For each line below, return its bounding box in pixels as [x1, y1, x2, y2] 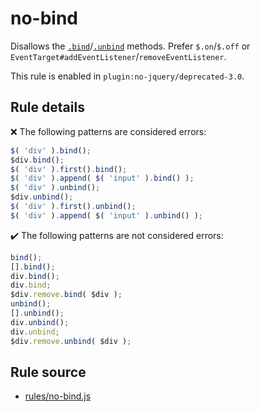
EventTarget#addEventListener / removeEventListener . [10, 50, 227, 62]
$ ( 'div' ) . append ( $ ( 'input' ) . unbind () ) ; [10, 210, 203, 221]
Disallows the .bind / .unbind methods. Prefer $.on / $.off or [10, 40, 251, 52]
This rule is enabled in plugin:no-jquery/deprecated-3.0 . [10, 70, 245, 82]
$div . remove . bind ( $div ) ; [10, 290, 123, 300]
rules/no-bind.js [24, 390, 92, 402]
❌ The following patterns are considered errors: [10, 125, 207, 137]
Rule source [10, 363, 87, 381]
